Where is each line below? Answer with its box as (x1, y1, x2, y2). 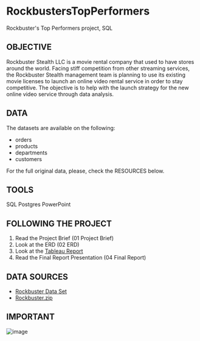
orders (15, 136, 32, 143)
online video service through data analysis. (6, 90, 114, 98)
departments (15, 149, 47, 156)
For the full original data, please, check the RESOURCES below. (6, 167, 165, 174)
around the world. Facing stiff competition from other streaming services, (6, 64, 190, 72)
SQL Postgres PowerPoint (6, 201, 71, 208)
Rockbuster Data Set (15, 288, 67, 295)
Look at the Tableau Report (15, 247, 83, 255)
